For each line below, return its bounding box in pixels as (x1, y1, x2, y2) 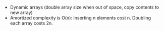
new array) (10, 9, 33, 15)
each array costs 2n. (10, 20, 53, 26)
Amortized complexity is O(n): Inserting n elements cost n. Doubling (10, 15, 151, 20)
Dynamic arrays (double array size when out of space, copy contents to (10, 4, 159, 10)
